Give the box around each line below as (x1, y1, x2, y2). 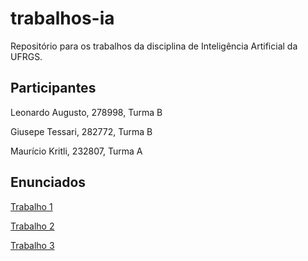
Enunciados (10, 174, 87, 191)
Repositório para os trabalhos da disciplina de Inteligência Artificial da (10, 40, 298, 52)
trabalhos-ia (10, 7, 115, 30)
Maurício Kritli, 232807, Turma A (10, 145, 143, 157)
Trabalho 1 (10, 200, 53, 212)
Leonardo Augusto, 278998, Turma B (10, 106, 163, 118)
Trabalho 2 (10, 220, 55, 232)
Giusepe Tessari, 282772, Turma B (10, 125, 153, 137)
